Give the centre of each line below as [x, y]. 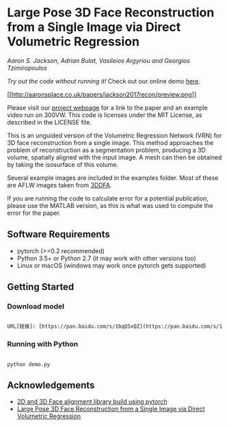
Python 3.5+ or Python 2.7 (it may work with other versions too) [106, 258]
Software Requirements [59, 234]
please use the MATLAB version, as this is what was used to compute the [110, 205]
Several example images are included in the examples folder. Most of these [113, 178]
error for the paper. [34, 213]
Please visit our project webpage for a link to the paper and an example [108, 107]
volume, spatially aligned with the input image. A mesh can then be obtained [114, 157]
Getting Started [41, 287]
